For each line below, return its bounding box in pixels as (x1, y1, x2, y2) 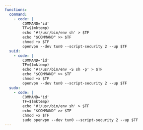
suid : (9, 48, 21, 53)
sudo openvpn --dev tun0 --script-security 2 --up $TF (22, 117, 139, 123)
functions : (4, 7, 27, 12)
